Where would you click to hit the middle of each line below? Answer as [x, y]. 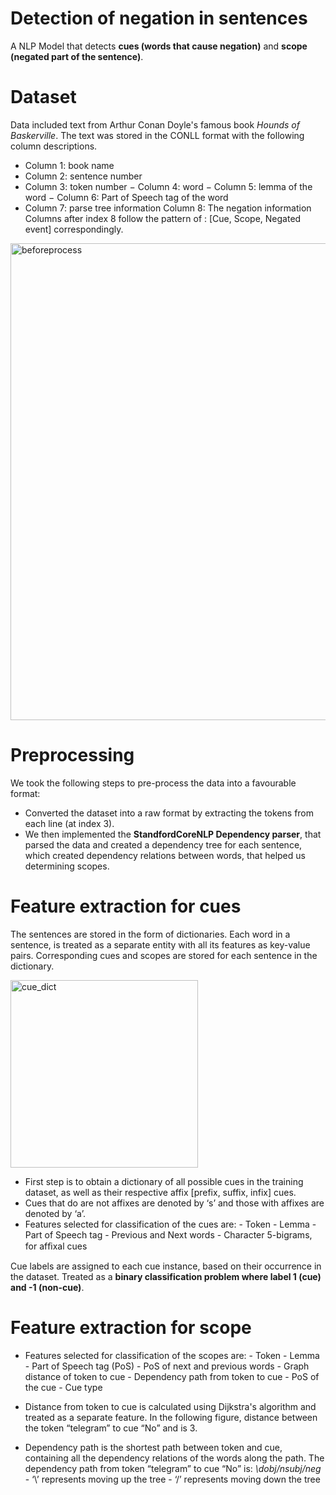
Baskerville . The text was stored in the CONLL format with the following [157, 135]
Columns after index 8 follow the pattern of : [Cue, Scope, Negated [163, 218]
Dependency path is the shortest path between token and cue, [153, 1447]
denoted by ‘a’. [55, 1213]
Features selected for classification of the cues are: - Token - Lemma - [170, 1224]
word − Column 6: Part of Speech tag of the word [126, 197]
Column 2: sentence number [83, 176]
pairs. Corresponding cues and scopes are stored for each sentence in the [164, 955]
